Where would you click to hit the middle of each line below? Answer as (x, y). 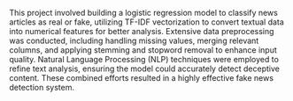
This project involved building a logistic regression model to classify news (144, 13)
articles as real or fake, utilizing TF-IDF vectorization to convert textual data (147, 22)
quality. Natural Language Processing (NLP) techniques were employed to (144, 59)
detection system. (42, 87)
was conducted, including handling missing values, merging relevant (134, 40)
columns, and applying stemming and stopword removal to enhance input (143, 50)
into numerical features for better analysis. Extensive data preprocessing (142, 31)
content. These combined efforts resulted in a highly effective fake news (142, 78)
